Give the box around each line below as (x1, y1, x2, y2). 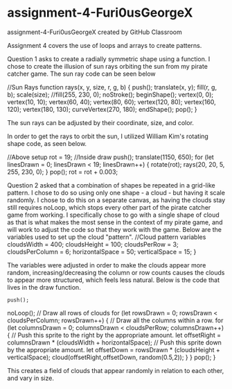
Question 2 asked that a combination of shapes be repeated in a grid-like (7, 181, 216, 189)
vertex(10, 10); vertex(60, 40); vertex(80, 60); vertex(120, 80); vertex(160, (7, 97, 216, 106)
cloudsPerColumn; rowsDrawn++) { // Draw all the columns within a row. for (7, 316, 224, 324)
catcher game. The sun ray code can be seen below (7, 69, 156, 78)
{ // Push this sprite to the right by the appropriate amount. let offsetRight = (7, 331, 222, 339)
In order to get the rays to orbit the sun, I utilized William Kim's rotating (7, 132, 209, 140)
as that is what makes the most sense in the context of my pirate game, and (7, 217, 223, 226)
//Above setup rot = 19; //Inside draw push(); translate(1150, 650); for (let (7, 153, 215, 161)
